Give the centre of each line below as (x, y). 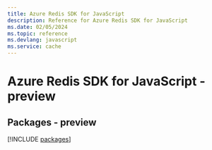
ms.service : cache (34, 46)
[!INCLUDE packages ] (39, 139)
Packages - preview (52, 122)
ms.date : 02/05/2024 (38, 27)
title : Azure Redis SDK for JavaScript (66, 14)
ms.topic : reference (38, 33)
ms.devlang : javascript (42, 40)
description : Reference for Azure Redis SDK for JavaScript (98, 20)
